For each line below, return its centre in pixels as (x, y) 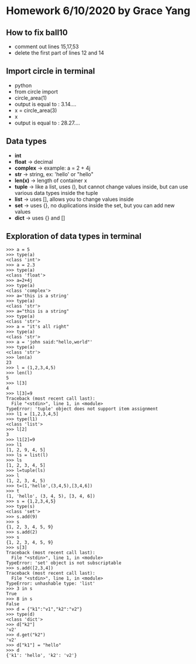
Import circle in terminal (51, 71)
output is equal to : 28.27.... (47, 123)
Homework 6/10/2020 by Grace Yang (98, 11)
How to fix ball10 (37, 33)
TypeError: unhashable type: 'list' (51, 584)
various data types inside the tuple (56, 193)
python (23, 85)
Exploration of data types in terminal (74, 236)
